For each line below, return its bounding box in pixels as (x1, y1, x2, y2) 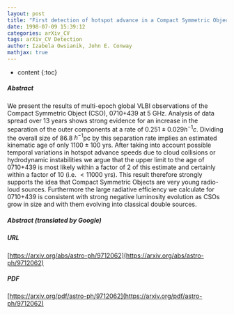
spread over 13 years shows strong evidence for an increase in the (7, 116, 198, 125)
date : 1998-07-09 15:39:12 (7, 23, 86, 30)
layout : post (7, 10, 45, 17)
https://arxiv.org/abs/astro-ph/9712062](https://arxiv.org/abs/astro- (9, 251, 204, 260)
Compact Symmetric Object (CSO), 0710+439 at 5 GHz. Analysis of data (7, 109, 214, 117)
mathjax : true (7, 49, 49, 56)
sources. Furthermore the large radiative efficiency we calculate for (21, 185, 214, 194)
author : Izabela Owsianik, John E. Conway (7, 42, 132, 49)
